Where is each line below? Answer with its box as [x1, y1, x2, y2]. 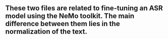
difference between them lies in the [5, 19, 120, 28]
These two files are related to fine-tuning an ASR [5, 4, 163, 12]
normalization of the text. [5, 27, 88, 36]
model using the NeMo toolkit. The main [5, 12, 135, 20]
